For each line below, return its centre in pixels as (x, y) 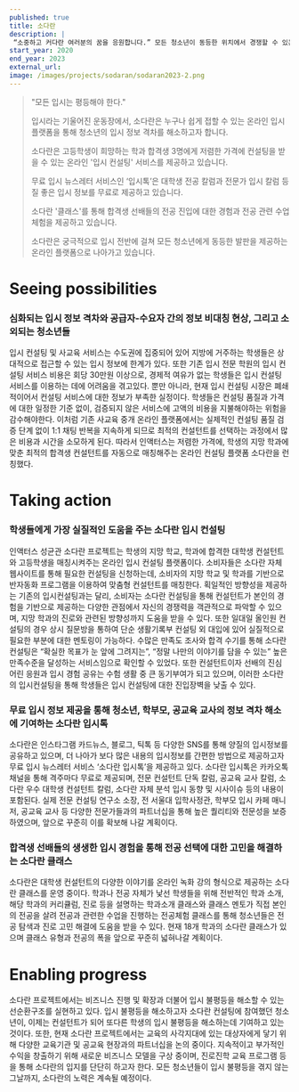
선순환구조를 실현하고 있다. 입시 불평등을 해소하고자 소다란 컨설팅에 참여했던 (141, 1011)
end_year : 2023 (37, 59)
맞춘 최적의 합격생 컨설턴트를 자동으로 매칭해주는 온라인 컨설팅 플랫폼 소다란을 (145, 453)
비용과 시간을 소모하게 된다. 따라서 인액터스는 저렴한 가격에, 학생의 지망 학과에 (154, 442)
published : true (39, 17)
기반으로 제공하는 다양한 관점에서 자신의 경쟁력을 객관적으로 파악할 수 (145, 607)
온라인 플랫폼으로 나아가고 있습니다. (93, 252)
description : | (37, 34)
